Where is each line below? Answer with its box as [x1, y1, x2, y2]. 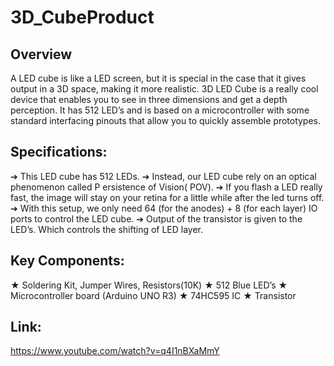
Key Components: [10, 252, 125, 270]
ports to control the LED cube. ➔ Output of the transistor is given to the [10, 212, 303, 225]
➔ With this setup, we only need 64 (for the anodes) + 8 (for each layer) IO [10, 202, 318, 214]
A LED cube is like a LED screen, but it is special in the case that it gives [10, 72, 307, 84]
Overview [10, 46, 73, 63]
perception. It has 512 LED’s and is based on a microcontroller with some [10, 104, 310, 116]
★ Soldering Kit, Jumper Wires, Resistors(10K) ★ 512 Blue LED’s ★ [10, 279, 288, 291]
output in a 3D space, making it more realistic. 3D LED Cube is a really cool [10, 83, 319, 95]
